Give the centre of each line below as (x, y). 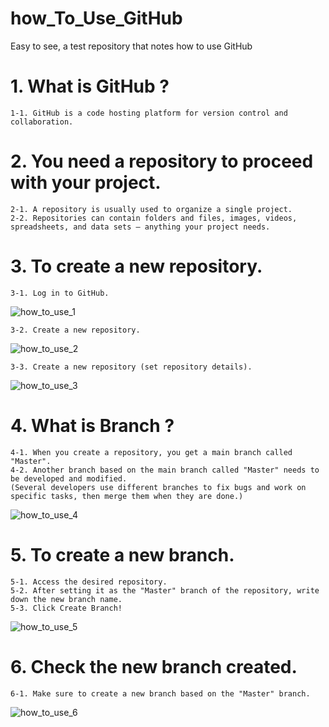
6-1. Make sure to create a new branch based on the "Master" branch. (160, 693)
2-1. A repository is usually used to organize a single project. (151, 209)
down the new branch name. (66, 599)
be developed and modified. (69, 478)
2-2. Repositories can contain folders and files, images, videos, (154, 218)
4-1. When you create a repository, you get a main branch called (151, 452)
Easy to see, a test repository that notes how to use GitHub (131, 46)
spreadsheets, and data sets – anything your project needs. (140, 227)
